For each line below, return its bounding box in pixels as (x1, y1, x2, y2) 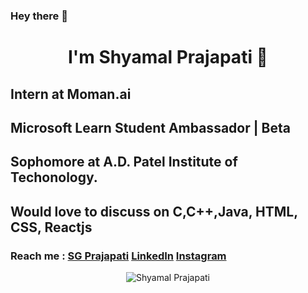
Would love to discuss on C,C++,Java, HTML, (10, 203, 298, 220)
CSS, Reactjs (10, 219, 93, 236)
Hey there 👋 (10, 9, 68, 23)
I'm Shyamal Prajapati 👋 (68, 46, 268, 69)
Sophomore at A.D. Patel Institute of (10, 154, 238, 171)
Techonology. (10, 169, 98, 186)
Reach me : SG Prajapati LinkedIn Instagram (10, 249, 227, 263)
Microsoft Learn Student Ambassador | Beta (10, 119, 291, 136)
